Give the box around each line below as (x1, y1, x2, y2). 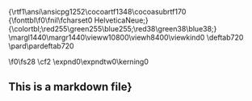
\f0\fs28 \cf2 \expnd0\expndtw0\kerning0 (8, 57, 149, 66)
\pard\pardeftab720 (8, 41, 74, 51)
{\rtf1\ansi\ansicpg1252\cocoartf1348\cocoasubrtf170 (8, 7, 187, 16)
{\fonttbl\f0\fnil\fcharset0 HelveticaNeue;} (8, 15, 149, 25)
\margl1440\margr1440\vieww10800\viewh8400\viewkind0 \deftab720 (8, 32, 244, 42)
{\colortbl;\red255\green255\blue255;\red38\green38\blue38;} (8, 24, 217, 33)
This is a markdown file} (8, 80, 132, 94)
